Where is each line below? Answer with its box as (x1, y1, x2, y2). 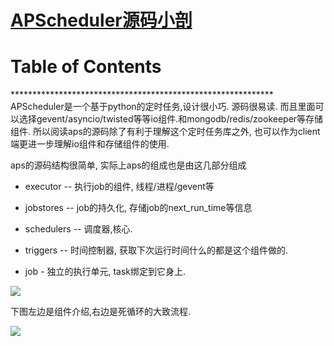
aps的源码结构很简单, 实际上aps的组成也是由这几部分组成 (10, 159, 247, 171)
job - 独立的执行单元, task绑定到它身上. (24, 266, 187, 278)
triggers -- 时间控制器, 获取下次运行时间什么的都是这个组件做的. (24, 244, 288, 256)
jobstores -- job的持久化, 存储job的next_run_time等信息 (24, 202, 253, 214)
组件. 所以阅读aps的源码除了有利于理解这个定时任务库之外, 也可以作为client (10, 126, 321, 138)
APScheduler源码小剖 (10, 9, 193, 32)
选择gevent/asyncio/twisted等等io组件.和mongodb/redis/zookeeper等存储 (18, 113, 324, 125)
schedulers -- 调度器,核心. (24, 223, 133, 235)
